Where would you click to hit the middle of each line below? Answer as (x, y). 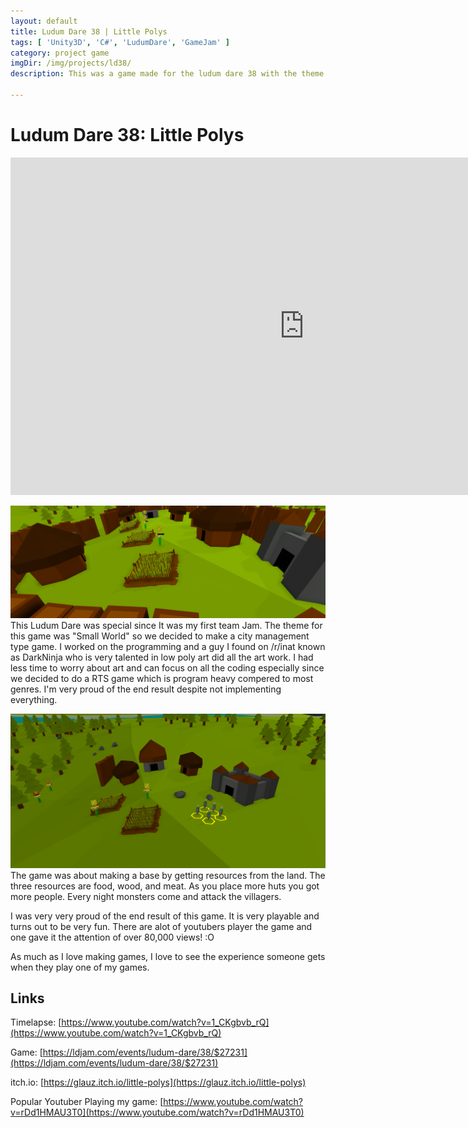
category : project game (60, 53)
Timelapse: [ (36, 1022)
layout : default (44, 21)
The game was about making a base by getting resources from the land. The (168, 875)
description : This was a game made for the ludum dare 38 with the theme (167, 74)
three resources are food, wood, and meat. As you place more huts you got (165, 886)
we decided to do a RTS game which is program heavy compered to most (162, 678)
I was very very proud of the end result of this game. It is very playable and (165, 916)
